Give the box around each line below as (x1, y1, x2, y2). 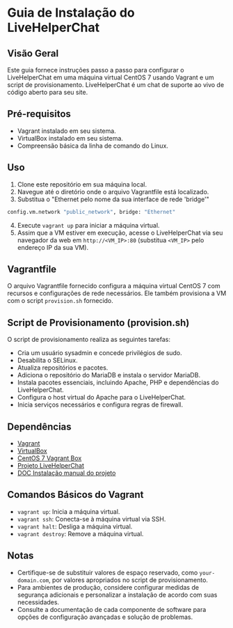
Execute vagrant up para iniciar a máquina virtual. (17, 221, 160, 229)
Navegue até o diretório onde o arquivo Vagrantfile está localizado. (17, 187, 209, 196)
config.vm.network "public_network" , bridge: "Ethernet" (7, 208, 176, 215)
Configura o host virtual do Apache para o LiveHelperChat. (17, 393, 186, 402)
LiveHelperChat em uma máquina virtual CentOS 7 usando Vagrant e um (7, 73, 214, 81)
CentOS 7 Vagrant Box (17, 454, 82, 462)
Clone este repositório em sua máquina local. (17, 180, 147, 189)
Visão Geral (7, 47, 59, 59)
